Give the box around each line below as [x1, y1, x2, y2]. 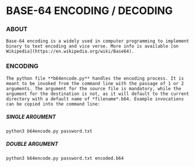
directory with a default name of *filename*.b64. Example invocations [6, 96, 184, 102]
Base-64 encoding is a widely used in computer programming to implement [6, 38, 190, 45]
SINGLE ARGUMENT [6, 113, 57, 121]
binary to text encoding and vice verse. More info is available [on [6, 43, 179, 49]
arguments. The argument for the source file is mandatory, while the [6, 86, 182, 91]
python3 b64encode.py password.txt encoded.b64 [6, 155, 124, 161]
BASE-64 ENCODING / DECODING [6, 4, 173, 18]
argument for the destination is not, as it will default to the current [6, 91, 190, 97]
